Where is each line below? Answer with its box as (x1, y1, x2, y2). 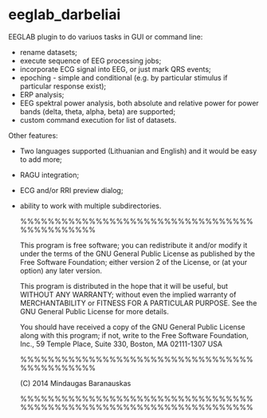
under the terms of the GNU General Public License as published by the (19, 249, 255, 258)
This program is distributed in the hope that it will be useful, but (19, 281, 229, 290)
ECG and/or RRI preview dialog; (19, 185, 124, 195)
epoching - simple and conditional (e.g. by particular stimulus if (19, 73, 229, 82)
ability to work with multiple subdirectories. (19, 201, 162, 211)
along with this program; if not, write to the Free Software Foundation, (19, 330, 249, 340)
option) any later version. (19, 266, 102, 275)
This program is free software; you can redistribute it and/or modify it (19, 240, 248, 250)
